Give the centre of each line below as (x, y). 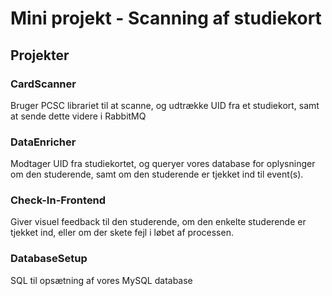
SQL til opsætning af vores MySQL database (101, 280)
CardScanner (43, 84)
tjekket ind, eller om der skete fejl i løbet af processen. (122, 233)
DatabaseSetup (49, 259)
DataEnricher (43, 142)
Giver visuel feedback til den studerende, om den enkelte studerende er (158, 222)
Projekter (40, 55)
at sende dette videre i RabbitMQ (78, 116)
